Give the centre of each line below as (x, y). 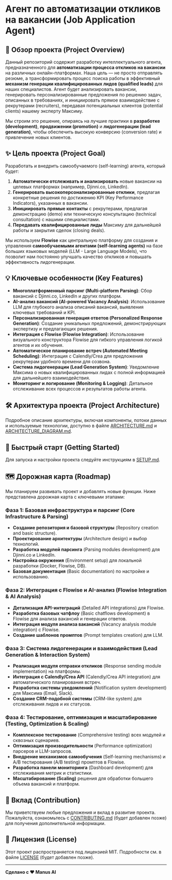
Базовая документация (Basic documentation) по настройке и (81, 571)
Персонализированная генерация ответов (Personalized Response (88, 318)
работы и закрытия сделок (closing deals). (59, 230)
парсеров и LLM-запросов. (42, 751)
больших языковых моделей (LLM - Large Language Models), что (76, 251)
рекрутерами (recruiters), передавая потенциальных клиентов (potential (84, 105)
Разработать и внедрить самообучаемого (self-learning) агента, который (85, 166)
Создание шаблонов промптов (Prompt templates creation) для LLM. (88, 635)
